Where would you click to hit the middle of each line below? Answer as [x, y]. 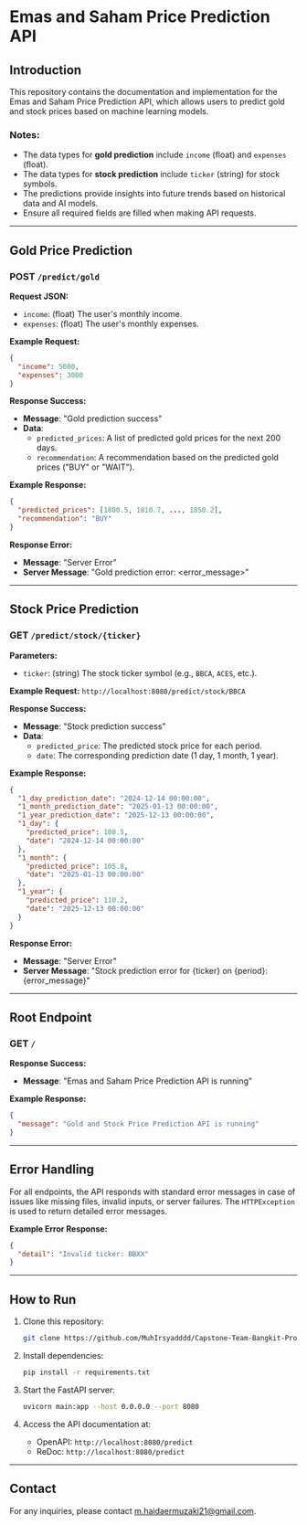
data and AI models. [60, 204]
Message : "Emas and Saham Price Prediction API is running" [138, 1081]
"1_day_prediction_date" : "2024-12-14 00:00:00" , [114, 798]
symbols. [40, 184]
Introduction [46, 70]
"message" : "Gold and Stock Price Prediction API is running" [138, 1124]
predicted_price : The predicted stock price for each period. [149, 746]
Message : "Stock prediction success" [94, 726]
